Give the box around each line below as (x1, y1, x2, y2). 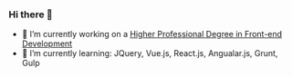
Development (21, 38, 73, 49)
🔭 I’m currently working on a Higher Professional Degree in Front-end (21, 29, 283, 40)
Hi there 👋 (8, 8, 54, 21)
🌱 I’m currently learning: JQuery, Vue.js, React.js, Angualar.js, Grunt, (21, 48, 278, 59)
